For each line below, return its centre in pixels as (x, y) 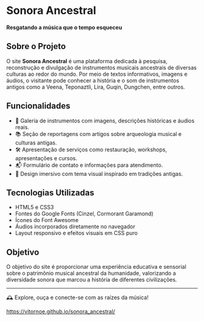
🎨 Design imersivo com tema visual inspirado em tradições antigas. (99, 174)
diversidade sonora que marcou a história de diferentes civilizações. (92, 280)
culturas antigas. (36, 143)
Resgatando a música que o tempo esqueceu (64, 27)
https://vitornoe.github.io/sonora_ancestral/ (61, 312)
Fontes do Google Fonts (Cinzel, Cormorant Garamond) (84, 214)
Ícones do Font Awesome (47, 220)
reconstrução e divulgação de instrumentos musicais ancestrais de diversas (102, 67)
